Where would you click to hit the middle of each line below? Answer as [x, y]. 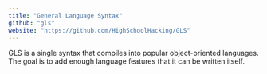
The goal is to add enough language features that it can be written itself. [127, 61]
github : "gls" [32, 23]
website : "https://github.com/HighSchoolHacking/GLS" [100, 30]
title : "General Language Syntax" [66, 16]
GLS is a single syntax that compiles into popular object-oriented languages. [133, 53]
